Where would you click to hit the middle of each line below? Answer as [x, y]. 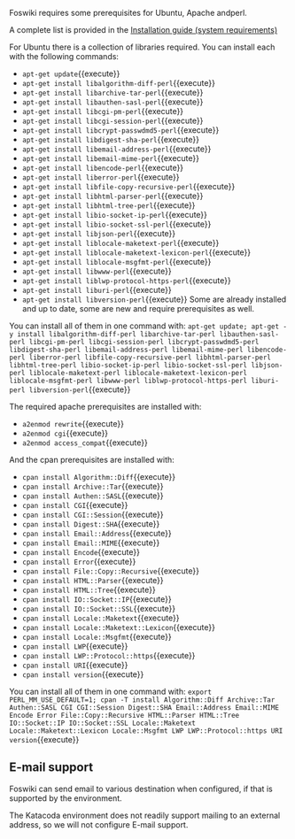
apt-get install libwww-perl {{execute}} [97, 271]
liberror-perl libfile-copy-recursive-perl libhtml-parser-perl [150, 358]
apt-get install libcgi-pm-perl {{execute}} [103, 111]
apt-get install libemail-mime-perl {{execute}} [110, 158]
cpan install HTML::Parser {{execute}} [93, 580]
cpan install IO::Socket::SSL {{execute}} [99, 608]
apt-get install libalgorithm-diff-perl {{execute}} [118, 83]
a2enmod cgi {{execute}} [65, 433]
